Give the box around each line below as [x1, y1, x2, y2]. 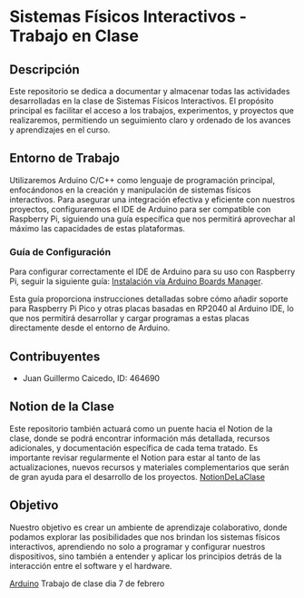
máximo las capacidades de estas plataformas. [9, 222, 186, 233]
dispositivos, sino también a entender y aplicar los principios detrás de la [9, 551, 282, 562]
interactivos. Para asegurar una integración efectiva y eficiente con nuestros [9, 193, 296, 205]
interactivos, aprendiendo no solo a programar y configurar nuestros [9, 541, 266, 552]
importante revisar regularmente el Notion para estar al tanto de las [9, 452, 261, 463]
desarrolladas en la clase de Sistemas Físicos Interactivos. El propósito [9, 95, 274, 106]
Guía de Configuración [9, 245, 112, 258]
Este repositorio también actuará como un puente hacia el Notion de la [9, 423, 273, 434]
